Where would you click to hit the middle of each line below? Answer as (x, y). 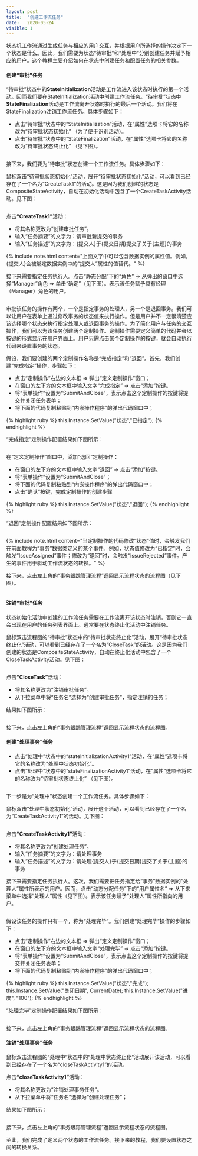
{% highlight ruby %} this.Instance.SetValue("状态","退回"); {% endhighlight (98, 504)
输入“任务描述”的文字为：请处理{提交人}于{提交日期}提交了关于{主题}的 (101, 861)
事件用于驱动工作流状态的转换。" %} (61, 563)
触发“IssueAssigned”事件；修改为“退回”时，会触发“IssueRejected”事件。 (94, 556)
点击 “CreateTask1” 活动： (37, 216)
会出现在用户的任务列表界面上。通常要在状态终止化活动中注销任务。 (89, 624)
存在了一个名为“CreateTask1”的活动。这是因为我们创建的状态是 (82, 184)
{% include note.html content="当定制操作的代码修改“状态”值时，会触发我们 (98, 541)
